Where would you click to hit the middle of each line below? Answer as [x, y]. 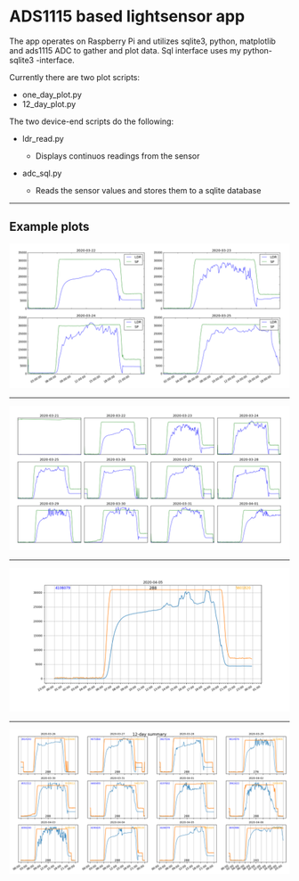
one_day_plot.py [52, 95]
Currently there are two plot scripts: [75, 77]
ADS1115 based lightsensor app [127, 16]
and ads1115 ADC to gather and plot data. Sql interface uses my [125, 50]
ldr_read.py [43, 138]
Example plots [49, 227]
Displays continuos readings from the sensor [117, 156]
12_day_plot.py [49, 103]
